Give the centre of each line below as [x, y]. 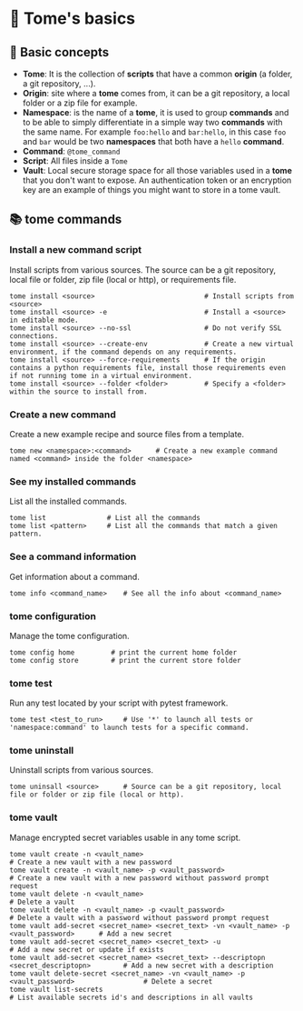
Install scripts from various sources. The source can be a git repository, [143, 270]
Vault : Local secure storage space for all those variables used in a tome [157, 170]
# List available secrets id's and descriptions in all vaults [132, 997]
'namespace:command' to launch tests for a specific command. [129, 728]
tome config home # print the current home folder [123, 652]
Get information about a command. [75, 576]
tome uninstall [42, 751]
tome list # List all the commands [105, 518]
